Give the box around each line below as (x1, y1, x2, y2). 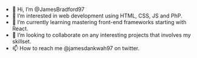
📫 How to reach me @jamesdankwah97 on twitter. (12, 45, 140, 51)
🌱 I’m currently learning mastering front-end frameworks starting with (12, 19, 187, 25)
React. (12, 25, 29, 32)
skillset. (12, 38, 32, 45)
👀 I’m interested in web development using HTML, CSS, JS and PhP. (12, 12, 182, 19)
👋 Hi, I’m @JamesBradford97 (12, 6, 85, 13)
